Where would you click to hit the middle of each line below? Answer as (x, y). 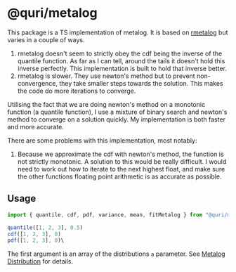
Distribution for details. (40, 261)
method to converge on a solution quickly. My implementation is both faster (117, 119)
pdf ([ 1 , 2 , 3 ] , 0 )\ (36, 240)
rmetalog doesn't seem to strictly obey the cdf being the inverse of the (120, 53)
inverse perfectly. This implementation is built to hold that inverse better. (122, 68)
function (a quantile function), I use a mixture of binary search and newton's (117, 112)
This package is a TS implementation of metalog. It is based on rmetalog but (118, 32)
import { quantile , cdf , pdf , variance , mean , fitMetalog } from (105, 215)
